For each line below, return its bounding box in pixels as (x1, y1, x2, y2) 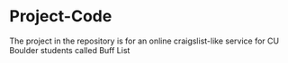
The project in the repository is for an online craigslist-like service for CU (9, 35, 280, 46)
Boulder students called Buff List (9, 44, 130, 55)
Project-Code (9, 6, 112, 27)
